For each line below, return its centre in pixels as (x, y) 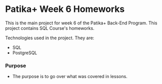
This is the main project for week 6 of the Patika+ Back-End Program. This (81, 23)
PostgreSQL (25, 53)
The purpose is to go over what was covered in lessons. (70, 77)
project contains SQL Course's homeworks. (50, 28)
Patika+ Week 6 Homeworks (65, 9)
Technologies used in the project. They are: (50, 38)
